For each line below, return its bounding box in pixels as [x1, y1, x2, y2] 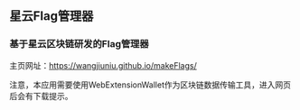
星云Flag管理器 [9, 8, 94, 24]
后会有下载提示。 [9, 90, 73, 101]
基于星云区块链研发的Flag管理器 [9, 38, 149, 50]
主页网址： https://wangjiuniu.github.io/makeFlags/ [9, 60, 197, 70]
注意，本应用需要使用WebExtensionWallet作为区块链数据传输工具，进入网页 [9, 79, 292, 90]
